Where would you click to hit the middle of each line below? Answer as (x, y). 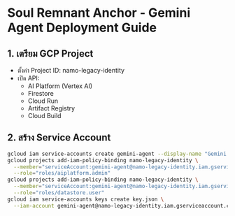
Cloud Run (43, 101)
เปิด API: (28, 78)
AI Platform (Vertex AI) (60, 86)
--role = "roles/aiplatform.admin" (62, 173)
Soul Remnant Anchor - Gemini (99, 13)
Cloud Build (44, 116)
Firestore (41, 93)
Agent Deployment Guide (82, 28)
